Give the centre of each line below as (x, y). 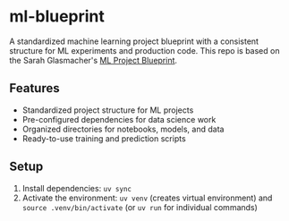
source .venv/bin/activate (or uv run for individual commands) (140, 207)
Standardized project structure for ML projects (108, 110)
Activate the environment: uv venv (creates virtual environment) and (147, 198)
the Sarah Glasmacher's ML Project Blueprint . (93, 60)
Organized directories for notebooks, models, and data (123, 129)
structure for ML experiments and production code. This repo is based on (144, 50)
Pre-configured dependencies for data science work (119, 119)
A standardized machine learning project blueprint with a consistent (134, 41)
